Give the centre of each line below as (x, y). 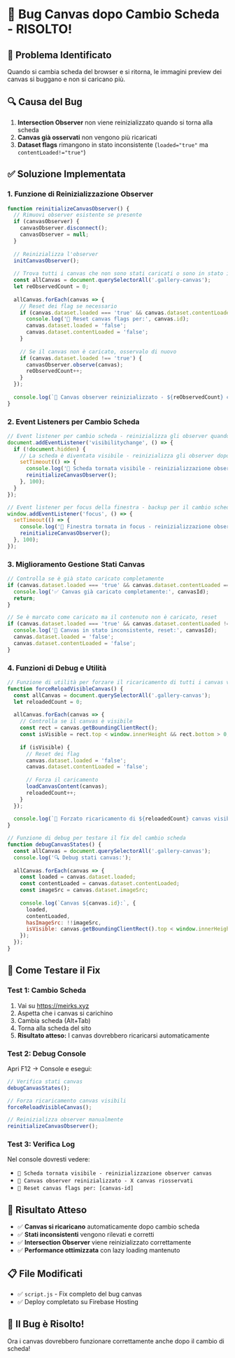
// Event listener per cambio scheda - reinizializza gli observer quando (119, 436)
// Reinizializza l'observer (56, 254)
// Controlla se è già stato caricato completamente (86, 579)
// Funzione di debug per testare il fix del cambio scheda (97, 838)
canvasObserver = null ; (55, 234)
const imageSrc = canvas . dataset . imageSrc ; (84, 890)
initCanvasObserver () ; (47, 261)
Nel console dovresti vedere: (49, 1159)
